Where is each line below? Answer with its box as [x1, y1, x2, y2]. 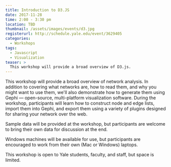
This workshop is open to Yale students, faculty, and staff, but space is [5, 152, 154, 158]
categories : [5, 36, 31, 41]
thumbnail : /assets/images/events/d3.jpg [5, 27, 95, 32]
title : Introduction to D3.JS [5, 7, 70, 13]
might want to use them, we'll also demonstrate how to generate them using [5, 89, 165, 96]
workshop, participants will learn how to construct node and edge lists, [5, 100, 155, 106]
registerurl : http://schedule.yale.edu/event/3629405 [5, 31, 123, 36]
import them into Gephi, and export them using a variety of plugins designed [5, 106, 166, 112]
